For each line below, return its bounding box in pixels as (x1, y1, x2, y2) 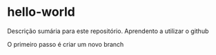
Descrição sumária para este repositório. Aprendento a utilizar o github (7, 27, 209, 35)
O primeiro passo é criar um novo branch (7, 40, 124, 48)
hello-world (7, 4, 76, 20)
